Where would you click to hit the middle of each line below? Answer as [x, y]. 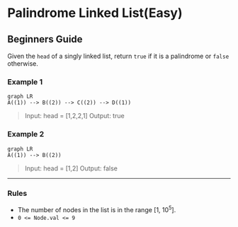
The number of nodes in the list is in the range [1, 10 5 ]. [97, 209]
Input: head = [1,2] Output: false [71, 168]
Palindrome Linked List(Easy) [95, 13]
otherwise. [23, 64]
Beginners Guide [45, 39]
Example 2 [26, 134]
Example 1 [25, 81]
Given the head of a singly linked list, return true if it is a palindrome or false [118, 56]
